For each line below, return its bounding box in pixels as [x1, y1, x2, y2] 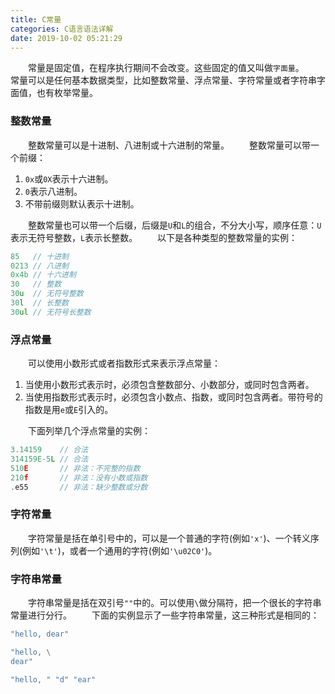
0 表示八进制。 [24, 185, 83, 197]
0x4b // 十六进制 [10, 270, 77, 280]
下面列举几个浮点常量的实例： [28, 425, 151, 437]
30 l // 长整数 [10, 298, 69, 308]
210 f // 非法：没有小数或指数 [10, 472, 148, 483]
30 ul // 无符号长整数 [10, 307, 92, 317]
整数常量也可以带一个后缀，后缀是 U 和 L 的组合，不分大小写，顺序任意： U [28, 219, 322, 231]
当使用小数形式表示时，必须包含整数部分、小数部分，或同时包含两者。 [24, 379, 315, 391]
